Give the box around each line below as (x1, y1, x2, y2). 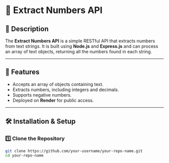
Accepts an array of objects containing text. (12, 81, 104, 87)
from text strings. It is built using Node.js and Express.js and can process (5, 43, 158, 49)
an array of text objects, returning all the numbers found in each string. (5, 49, 152, 54)
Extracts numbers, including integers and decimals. (12, 87, 119, 93)
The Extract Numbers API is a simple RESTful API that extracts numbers (5, 38, 155, 44)
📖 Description (5, 25, 49, 33)
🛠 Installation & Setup (5, 117, 76, 126)
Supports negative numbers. (12, 92, 72, 98)
